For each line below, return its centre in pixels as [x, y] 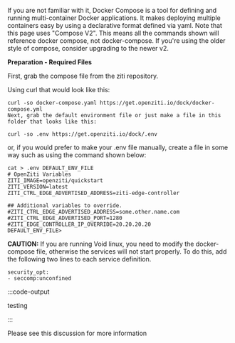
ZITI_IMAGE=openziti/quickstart [55, 181]
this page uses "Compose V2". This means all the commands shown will [113, 33]
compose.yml [25, 109]
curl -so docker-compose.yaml [52, 103]
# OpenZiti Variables [40, 174]
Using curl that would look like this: [59, 90]
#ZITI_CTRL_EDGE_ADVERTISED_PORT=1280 [65, 218]
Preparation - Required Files [50, 62]
